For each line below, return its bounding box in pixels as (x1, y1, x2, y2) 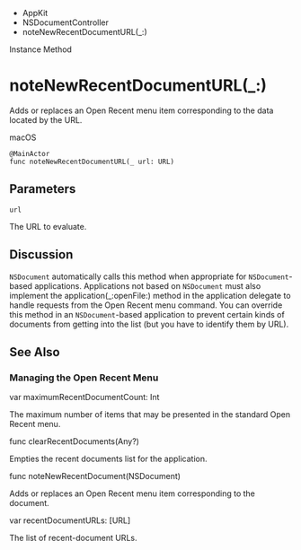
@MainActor (9, 149, 50, 158)
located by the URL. (9, 114, 83, 125)
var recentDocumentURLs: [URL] (9, 515, 131, 526)
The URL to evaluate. (9, 221, 87, 231)
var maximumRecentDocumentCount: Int (9, 392, 160, 403)
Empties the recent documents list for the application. (9, 453, 208, 465)
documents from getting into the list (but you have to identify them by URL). (9, 319, 289, 329)
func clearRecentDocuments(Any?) (9, 436, 139, 447)
